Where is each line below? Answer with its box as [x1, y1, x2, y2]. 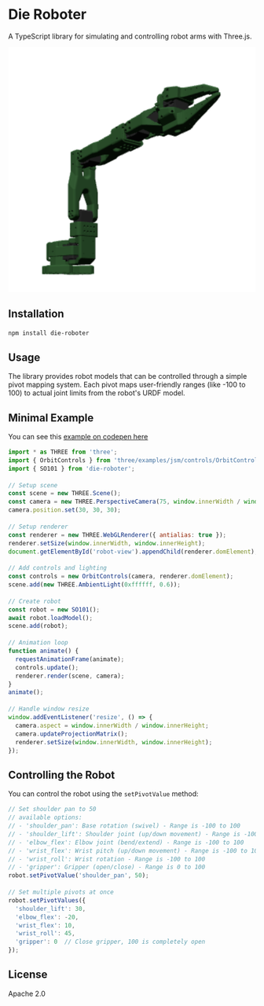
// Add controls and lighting [8, 564, 108, 572]
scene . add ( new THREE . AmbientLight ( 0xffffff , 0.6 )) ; [8, 581, 181, 589]
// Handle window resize [8, 705, 90, 713]
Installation [8, 307, 64, 321]
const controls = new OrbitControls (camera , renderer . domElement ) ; [8, 572, 234, 581]
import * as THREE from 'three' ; [8, 448, 118, 457]
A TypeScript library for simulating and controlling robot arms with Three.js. [8, 31, 253, 41]
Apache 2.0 [8, 989, 46, 998]
